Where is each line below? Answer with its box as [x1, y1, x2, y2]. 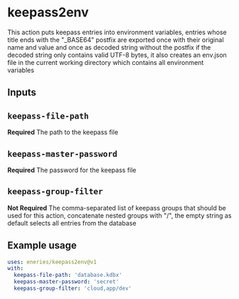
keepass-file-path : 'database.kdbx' [14, 272, 122, 279]
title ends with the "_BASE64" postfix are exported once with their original [7, 35, 224, 44]
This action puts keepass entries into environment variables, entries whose [7, 28, 228, 36]
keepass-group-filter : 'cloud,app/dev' [14, 285, 132, 293]
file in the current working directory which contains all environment [7, 58, 204, 66]
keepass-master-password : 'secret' [14, 278, 119, 285]
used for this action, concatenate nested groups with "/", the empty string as [7, 211, 232, 220]
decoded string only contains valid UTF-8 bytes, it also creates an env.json [7, 51, 228, 59]
